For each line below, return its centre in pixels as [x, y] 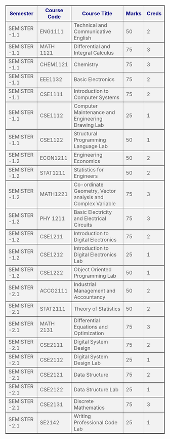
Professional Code [96, 423]
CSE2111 [51, 345]
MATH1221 [54, 194]
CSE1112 [51, 115]
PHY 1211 [52, 218]
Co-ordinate [89, 185]
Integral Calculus [94, 53]
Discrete [84, 401]
